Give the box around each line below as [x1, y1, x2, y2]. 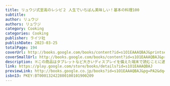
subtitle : [5, 12, 26, 17]
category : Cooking [5, 26, 44, 31]
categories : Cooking [5, 31, 49, 36]
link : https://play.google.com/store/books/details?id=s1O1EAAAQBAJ [5, 64, 153, 69]
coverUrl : [5, 50, 26, 55]
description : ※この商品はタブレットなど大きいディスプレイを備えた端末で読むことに [5, 59, 162, 64]
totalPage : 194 [5, 45, 37, 50]
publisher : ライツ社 [5, 36, 46, 41]
